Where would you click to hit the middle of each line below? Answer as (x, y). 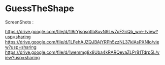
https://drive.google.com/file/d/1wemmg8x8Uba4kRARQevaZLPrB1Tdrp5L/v (82, 52)
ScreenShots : (19, 22)
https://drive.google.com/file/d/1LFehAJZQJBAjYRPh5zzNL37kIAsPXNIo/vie (82, 42)
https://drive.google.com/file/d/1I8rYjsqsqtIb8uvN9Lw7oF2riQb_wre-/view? (82, 31)
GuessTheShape (40, 9)
